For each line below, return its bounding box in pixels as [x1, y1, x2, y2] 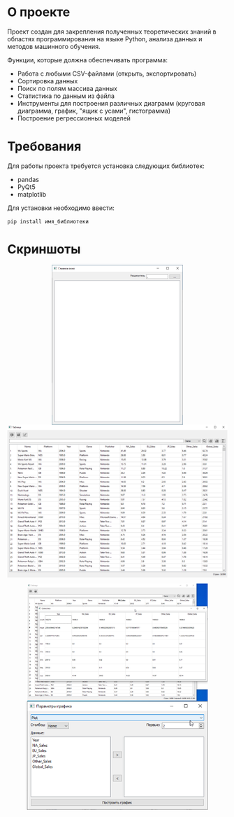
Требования [7, 139, 82, 155]
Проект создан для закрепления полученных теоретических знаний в [7, 27, 217, 36]
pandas [17, 175, 40, 183]
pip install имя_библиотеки [7, 218, 89, 225]
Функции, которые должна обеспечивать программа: [7, 55, 168, 64]
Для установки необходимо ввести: [7, 204, 115, 212]
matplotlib [17, 190, 47, 198]
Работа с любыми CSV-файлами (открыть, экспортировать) [17, 69, 197, 78]
